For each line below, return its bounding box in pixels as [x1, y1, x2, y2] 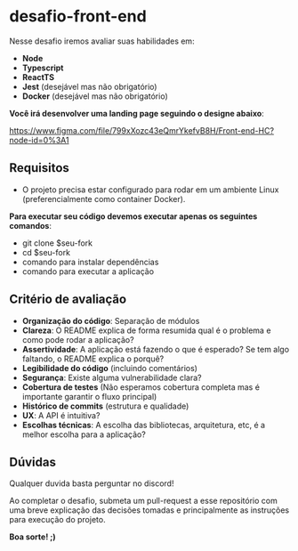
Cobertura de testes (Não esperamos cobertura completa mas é [21, 381, 261, 393]
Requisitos [9, 160, 69, 175]
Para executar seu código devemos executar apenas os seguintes [9, 211, 258, 222]
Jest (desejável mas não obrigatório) [21, 81, 157, 92]
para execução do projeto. [9, 515, 106, 525]
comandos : [9, 220, 52, 231]
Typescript [21, 62, 64, 73]
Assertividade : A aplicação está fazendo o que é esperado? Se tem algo [21, 344, 290, 354]
